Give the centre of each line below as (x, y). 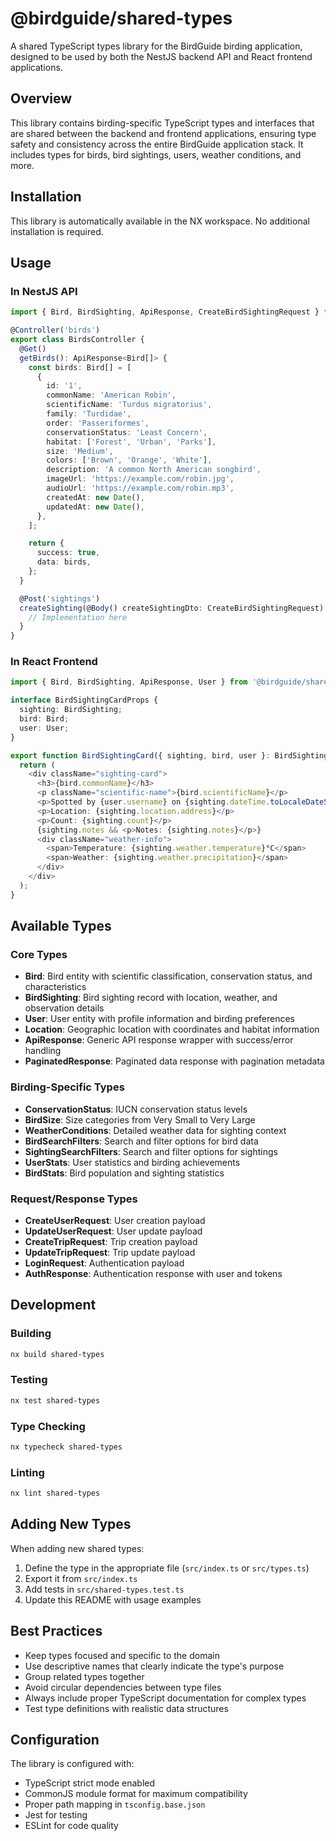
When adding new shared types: (77, 1548)
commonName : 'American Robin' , (111, 395)
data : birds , (64, 562)
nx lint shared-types (55, 1493)
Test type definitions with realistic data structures (126, 1708)
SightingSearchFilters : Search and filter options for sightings (151, 1151)
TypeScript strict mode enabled (90, 1783)
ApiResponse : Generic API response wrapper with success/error (159, 1040)
